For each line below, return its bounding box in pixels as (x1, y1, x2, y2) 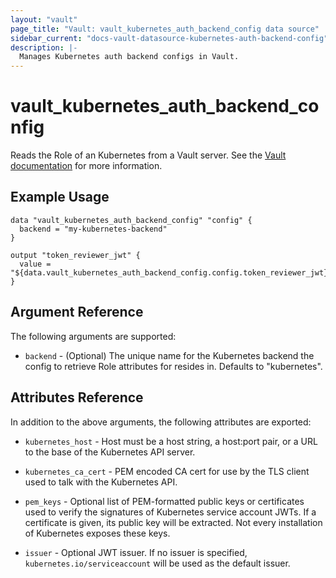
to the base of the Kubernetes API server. (24, 446, 196, 458)
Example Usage (10, 189, 110, 206)
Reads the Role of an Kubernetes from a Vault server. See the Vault (10, 149, 287, 161)
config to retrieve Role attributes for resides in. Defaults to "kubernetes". (24, 360, 323, 372)
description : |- (10, 42, 78, 53)
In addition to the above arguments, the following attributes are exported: (10, 416, 312, 428)
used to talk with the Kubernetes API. (24, 476, 178, 488)
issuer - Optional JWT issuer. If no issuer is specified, (24, 546, 248, 558)
